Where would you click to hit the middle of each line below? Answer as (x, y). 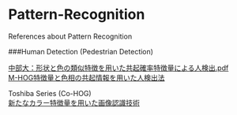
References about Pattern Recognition (70, 36)
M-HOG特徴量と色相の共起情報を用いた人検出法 (87, 77)
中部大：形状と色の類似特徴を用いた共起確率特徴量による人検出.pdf (118, 68)
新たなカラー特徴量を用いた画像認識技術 (74, 102)
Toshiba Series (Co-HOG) (50, 93)
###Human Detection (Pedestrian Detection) (81, 51)
